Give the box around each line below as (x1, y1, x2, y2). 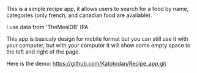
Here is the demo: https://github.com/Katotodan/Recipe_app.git (6, 60, 166, 67)
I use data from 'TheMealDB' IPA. (6, 24, 90, 30)
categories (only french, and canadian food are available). (6, 12, 152, 19)
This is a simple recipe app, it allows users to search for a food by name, (6, 5, 189, 12)
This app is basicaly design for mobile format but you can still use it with (6, 35, 188, 42)
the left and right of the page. (6, 48, 81, 55)
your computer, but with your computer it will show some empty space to (6, 42, 191, 49)
